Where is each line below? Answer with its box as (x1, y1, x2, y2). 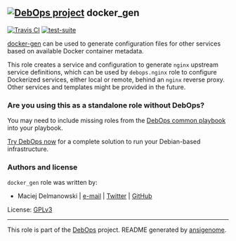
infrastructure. (7, 145, 49, 153)
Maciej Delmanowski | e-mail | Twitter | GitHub (17, 192, 152, 200)
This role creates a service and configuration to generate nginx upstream (7, 60, 219, 69)
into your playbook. (7, 124, 63, 132)
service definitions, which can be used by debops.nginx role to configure (7, 67, 217, 76)
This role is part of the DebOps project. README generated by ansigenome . (7, 226, 227, 234)
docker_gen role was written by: (7, 178, 98, 187)
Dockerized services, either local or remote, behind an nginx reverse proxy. (7, 75, 225, 84)
